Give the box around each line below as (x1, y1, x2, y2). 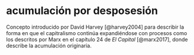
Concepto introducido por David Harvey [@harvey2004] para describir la (6, 23, 185, 30)
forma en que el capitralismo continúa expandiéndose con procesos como (6, 29, 187, 36)
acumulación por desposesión (6, 4, 159, 18)
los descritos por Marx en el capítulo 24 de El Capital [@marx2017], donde (6, 36, 188, 43)
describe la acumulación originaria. (6, 42, 92, 49)
